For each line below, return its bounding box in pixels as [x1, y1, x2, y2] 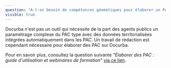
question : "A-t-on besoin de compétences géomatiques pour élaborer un [5, 7, 160, 13]
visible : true [5, 12, 36, 17]
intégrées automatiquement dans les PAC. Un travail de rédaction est [5, 36, 150, 43]
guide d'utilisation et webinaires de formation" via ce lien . [5, 57, 126, 63]
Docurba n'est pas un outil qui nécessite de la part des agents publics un [5, 26, 159, 32]
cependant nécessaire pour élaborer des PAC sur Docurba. [5, 42, 129, 48]
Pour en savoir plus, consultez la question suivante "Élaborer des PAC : [5, 51, 154, 58]
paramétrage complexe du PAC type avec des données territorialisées [5, 31, 152, 37]
